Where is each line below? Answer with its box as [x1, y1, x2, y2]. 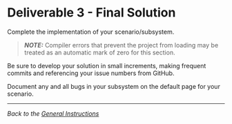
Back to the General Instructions [7, 109, 99, 118]
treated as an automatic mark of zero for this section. [23, 48, 175, 56]
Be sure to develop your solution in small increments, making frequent [7, 61, 206, 70]
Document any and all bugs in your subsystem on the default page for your [7, 82, 221, 90]
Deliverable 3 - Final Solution [7, 5, 176, 21]
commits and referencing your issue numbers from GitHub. [7, 69, 175, 77]
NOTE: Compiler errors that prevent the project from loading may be [23, 41, 219, 49]
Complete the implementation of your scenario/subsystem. [7, 28, 175, 36]
